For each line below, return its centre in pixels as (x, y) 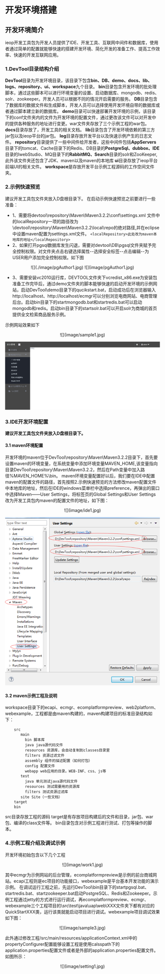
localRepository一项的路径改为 (47, 221)
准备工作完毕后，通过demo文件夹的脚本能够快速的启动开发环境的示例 (82, 283)
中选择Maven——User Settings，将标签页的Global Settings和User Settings (81, 494)
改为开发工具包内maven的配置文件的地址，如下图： (57, 501)
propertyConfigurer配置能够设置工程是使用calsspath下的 (63, 944)
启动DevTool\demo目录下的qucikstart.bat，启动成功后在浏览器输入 (88, 290)
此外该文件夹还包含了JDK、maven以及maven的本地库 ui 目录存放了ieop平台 (82, 161)
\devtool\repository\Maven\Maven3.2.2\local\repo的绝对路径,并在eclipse (86, 228)
